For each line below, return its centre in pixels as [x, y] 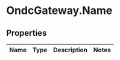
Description [70, 50]
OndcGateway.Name [59, 11]
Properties [27, 33]
